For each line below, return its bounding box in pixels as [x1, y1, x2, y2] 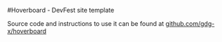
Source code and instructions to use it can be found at [7, 20, 165, 27]
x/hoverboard [7, 27, 47, 35]
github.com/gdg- [165, 20, 215, 27]
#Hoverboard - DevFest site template [7, 6, 114, 14]
